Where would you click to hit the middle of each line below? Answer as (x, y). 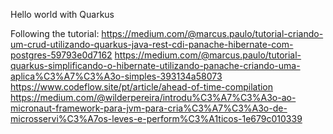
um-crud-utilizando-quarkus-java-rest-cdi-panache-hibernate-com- (152, 44)
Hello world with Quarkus (62, 14)
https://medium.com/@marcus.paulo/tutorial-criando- (212, 33)
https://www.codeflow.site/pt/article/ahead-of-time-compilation (142, 87)
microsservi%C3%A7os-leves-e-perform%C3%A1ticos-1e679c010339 (156, 118)
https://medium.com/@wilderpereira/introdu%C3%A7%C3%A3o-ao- (153, 97)
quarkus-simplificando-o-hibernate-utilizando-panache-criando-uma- (155, 65)
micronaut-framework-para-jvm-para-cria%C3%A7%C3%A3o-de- (149, 108)
